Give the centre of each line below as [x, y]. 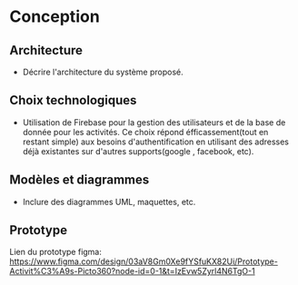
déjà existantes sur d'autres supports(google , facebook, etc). [138, 151]
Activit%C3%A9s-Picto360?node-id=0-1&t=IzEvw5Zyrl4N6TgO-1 [133, 271]
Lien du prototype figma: [56, 252]
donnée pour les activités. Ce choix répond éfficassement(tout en [145, 132]
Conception [55, 17]
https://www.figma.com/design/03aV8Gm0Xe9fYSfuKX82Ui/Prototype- [144, 261]
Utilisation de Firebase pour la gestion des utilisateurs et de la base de [154, 122]
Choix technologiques [73, 100]
